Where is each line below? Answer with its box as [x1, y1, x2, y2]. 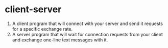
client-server [5, 4, 62, 15]
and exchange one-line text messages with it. [12, 37, 108, 43]
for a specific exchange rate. [12, 26, 73, 32]
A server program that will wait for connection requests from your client [12, 31, 163, 37]
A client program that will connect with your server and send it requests [12, 20, 163, 27]
